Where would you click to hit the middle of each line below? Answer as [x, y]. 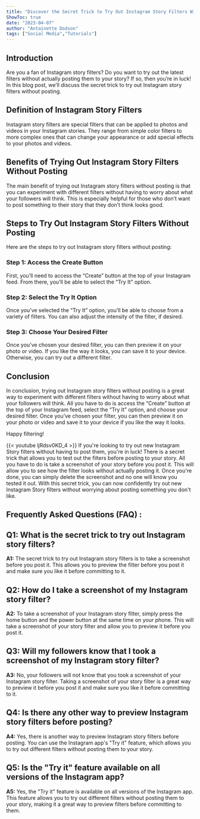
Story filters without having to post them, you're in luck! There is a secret [96, 452]
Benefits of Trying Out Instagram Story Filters [93, 162]
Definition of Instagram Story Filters [74, 110]
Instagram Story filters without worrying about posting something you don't [99, 490]
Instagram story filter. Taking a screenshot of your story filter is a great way [99, 681]
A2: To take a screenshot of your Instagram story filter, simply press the [94, 614]
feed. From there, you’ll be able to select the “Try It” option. [79, 282]
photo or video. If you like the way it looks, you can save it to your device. [96, 351]
